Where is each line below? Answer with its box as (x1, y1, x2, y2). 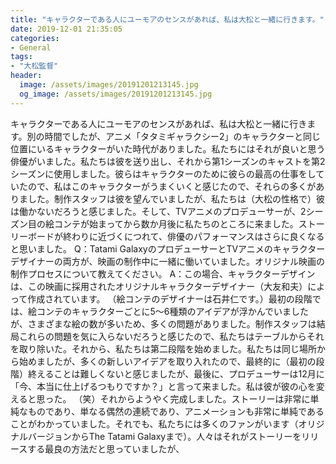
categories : (10, 33, 60, 43)
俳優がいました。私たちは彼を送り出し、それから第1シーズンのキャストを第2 (10, 155, 326, 167)
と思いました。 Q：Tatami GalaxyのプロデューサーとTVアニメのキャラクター (10, 242, 326, 255)
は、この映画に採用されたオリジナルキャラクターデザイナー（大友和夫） (10, 280, 308, 292)
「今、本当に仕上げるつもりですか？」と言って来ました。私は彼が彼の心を (10, 380, 317, 392)
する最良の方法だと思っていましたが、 (27, 442, 185, 455)
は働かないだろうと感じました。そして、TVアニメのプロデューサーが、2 (10, 205, 307, 217)
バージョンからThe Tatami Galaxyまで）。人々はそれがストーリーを (27, 430, 302, 442)
